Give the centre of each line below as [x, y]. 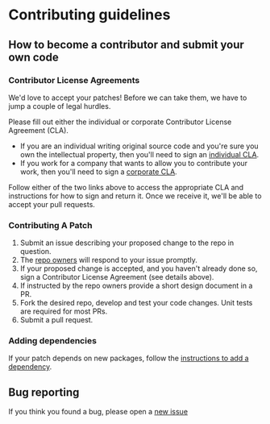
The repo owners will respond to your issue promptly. [108, 260]
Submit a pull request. [56, 320]
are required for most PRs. [64, 311]
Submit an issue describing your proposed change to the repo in [127, 243]
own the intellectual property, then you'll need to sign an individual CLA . [139, 154]
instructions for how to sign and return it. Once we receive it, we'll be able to [135, 196]
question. [35, 251]
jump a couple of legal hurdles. [60, 106]
